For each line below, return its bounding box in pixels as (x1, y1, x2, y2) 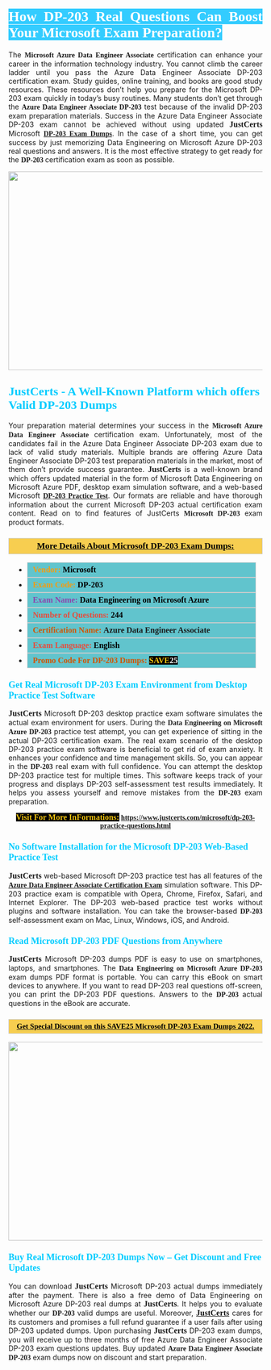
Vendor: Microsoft (32, 565, 97, 574)
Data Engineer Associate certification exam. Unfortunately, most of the (8, 429, 263, 439)
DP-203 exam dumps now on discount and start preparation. (8, 1352, 207, 1362)
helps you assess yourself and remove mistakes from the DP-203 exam (8, 787, 263, 798)
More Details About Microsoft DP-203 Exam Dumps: (36, 541, 235, 551)
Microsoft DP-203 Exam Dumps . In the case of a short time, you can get (8, 128, 263, 138)
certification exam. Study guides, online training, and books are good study (8, 76, 263, 86)
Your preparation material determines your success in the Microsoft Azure (8, 420, 263, 430)
